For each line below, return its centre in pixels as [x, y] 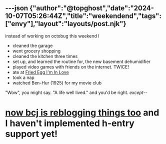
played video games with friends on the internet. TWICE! [70, 66]
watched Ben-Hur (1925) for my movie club [57, 82]
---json [17, 8]
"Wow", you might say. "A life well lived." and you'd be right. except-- [76, 92]
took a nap [23, 77]
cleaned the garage [32, 45]
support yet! [31, 134]
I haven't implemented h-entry [70, 123]
